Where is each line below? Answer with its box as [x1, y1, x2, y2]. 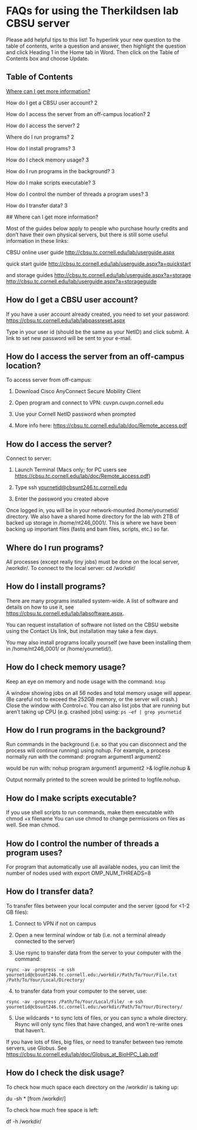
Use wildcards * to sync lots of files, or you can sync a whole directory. [14, 1014, 188, 1021]
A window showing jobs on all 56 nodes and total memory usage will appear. [6, 689, 192, 696]
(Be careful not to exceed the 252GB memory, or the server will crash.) [6, 696, 178, 703]
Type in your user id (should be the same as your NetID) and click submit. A [6, 328, 189, 335]
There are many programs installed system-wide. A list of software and [6, 597, 178, 604]
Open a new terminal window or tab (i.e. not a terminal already [14, 931, 166, 938]
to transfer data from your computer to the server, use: [14, 987, 148, 994]
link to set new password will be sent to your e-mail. [6, 334, 132, 341]
